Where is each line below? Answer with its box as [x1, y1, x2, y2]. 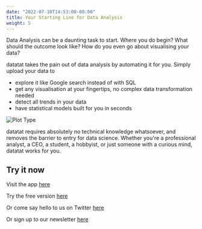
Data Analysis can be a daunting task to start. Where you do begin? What [6, 37, 188, 44]
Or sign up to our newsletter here [6, 216, 89, 223]
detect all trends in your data [14, 98, 87, 105]
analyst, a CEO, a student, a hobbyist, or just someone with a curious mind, [6, 141, 193, 148]
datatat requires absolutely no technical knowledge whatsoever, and [6, 128, 176, 136]
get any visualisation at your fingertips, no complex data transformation [14, 86, 193, 93]
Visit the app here [6, 181, 50, 188]
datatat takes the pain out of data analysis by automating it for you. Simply [6, 61, 191, 68]
